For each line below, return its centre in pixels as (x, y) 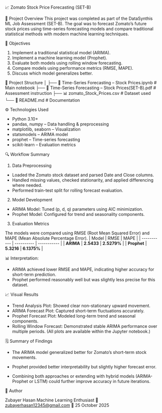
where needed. (27, 185)
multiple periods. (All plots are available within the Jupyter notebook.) (81, 331)
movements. (24, 357)
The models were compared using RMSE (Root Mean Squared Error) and (77, 233)
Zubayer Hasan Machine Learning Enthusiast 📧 (52, 400)
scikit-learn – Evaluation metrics (44, 145)
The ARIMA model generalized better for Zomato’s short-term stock (79, 352)
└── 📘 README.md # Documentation (43, 100)
